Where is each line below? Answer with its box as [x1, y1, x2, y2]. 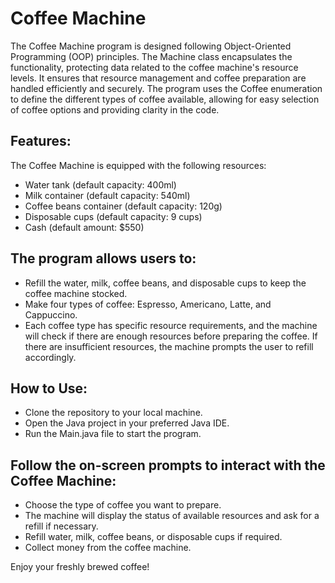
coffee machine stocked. [24, 287, 128, 299]
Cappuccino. [24, 308, 78, 321]
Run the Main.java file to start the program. [24, 428, 202, 440]
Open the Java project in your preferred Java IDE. [24, 417, 230, 429]
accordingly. [24, 351, 77, 363]
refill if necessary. [24, 520, 99, 532]
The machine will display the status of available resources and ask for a [24, 510, 320, 522]
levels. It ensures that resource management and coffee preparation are [10, 72, 307, 84]
